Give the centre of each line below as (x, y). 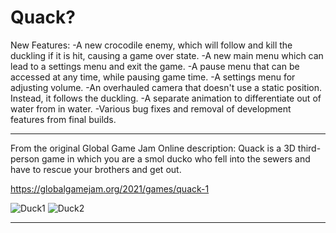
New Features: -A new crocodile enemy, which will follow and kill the (151, 45)
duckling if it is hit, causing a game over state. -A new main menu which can (167, 55)
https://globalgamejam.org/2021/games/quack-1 (110, 188)
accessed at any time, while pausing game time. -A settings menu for (153, 77)
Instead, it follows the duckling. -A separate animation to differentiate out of (166, 98)
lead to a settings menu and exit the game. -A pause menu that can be (155, 66)
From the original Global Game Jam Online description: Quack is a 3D (153, 148)
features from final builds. (63, 119)
